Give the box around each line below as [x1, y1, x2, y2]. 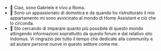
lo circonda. [9, 20, 35, 26]
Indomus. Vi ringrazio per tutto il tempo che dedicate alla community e [9, 36, 153, 42]
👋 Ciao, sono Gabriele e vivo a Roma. [9, 5, 85, 10]
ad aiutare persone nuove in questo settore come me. [9, 41, 119, 47]
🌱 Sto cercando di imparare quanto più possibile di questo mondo [9, 25, 143, 31]
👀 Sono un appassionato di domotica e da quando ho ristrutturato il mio [9, 10, 155, 16]
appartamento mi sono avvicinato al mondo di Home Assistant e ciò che [9, 15, 157, 21]
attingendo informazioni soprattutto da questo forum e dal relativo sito [9, 31, 153, 36]
